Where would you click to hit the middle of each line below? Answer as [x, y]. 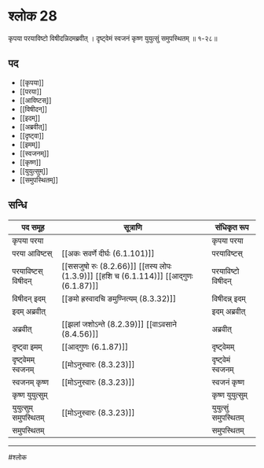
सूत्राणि [133, 227]
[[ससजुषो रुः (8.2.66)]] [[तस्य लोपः [117, 266]
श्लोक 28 [33, 16]
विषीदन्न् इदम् [229, 298]
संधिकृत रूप [232, 227]
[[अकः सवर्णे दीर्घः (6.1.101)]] [108, 253]
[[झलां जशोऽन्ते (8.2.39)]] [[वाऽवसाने [119, 324]
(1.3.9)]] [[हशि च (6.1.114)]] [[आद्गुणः [128, 276]
